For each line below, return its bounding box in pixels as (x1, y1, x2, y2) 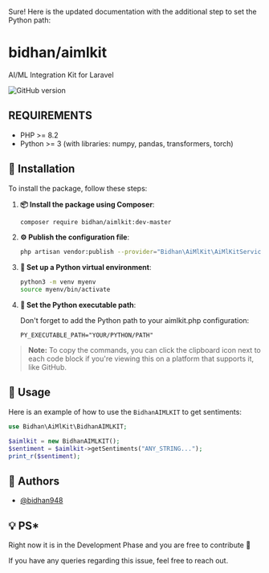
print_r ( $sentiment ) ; (8, 452, 81, 460)
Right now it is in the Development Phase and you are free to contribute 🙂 (8, 540, 251, 550)
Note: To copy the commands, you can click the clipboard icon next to (27, 346, 261, 355)
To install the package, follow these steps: (8, 183, 148, 193)
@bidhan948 (19, 496, 63, 505)
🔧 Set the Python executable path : (19, 301, 137, 310)
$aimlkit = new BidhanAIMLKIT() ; (8, 437, 120, 445)
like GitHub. (27, 362, 67, 372)
